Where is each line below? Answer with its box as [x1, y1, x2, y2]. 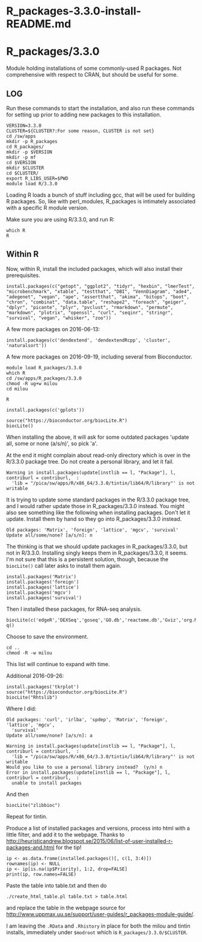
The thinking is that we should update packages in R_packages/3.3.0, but [6, 543, 188, 550]
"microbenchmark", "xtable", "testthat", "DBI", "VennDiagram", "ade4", [6, 288, 192, 294]
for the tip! [55, 844, 82, 851]
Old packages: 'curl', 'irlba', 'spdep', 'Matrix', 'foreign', [6, 716, 168, 722]
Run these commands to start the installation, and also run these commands [6, 104, 195, 112]
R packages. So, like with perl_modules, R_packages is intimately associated [6, 197, 196, 205]
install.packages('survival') [6, 594, 82, 601]
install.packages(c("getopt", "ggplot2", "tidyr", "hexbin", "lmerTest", [6, 283, 195, 289]
